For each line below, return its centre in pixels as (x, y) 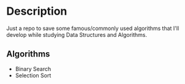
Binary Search (33, 69)
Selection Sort (33, 75)
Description (37, 11)
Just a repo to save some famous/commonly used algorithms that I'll (93, 28)
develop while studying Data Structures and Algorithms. (77, 34)
